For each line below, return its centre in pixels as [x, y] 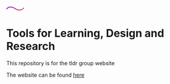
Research [31, 47]
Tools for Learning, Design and [85, 33]
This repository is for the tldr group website [61, 63]
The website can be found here [46, 75]
